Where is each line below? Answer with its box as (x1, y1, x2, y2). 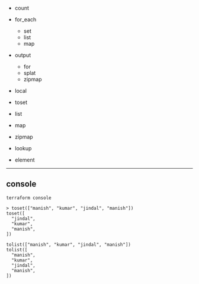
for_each (14, 16, 37, 23)
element (14, 156, 35, 163)
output (14, 52, 31, 58)
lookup (14, 145, 32, 152)
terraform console (6, 195, 52, 201)
